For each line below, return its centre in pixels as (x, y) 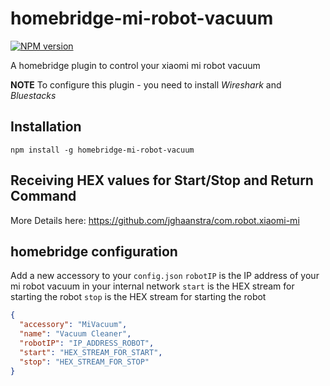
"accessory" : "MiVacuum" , (73, 325)
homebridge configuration (94, 251)
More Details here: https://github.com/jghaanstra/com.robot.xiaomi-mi (155, 220)
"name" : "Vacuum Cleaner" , (75, 334)
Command (43, 196)
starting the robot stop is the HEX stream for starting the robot (138, 297)
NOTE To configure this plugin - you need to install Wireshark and (146, 84)
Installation (46, 127)
